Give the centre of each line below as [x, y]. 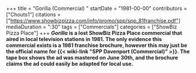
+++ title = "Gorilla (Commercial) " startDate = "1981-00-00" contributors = [97, 8]
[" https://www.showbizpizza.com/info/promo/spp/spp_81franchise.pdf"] [93, 21]
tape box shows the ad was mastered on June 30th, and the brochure [92, 58]
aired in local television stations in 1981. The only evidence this [84, 39]
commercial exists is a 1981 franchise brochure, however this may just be [97, 45]
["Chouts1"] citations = [34, 14]
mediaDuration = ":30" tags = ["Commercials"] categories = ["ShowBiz [92, 27]
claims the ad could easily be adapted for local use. [70, 64]
